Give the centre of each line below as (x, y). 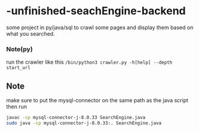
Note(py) (19, 49)
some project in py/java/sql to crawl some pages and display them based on (100, 27)
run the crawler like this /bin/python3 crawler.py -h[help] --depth (89, 62)
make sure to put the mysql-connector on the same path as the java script (97, 100)
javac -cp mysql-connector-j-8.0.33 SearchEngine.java (76, 118)
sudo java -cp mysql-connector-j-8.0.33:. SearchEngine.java (84, 123)
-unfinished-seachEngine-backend (96, 11)
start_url (19, 68)
